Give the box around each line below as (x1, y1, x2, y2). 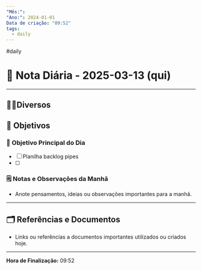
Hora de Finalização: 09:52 (6, 257, 75, 265)
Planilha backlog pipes (22, 153, 79, 160)
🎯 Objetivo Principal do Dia (6, 138, 85, 147)
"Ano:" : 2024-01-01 (6, 14, 55, 20)
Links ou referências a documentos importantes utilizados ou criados (14, 233, 186, 241)
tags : (6, 25, 20, 32)
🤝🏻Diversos (6, 100, 51, 110)
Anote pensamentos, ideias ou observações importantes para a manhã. (14, 191, 192, 198)
